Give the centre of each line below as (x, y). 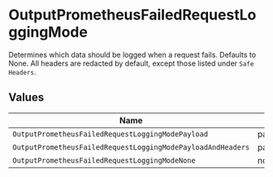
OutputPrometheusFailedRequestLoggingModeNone (104, 160)
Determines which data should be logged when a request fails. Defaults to (132, 54)
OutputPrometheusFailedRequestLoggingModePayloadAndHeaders (131, 147)
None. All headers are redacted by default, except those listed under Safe (131, 63)
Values (26, 98)
